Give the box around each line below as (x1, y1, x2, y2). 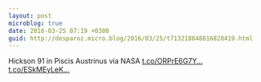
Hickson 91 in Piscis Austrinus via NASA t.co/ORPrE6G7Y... (8, 56, 203, 66)
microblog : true (8, 19, 63, 27)
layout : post (8, 11, 52, 20)
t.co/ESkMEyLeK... (8, 65, 70, 75)
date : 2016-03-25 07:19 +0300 (8, 27, 110, 35)
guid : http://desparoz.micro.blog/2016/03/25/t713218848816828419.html (8, 34, 253, 43)
